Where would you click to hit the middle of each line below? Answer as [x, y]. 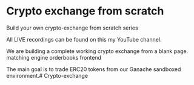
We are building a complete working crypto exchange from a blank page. [97, 51]
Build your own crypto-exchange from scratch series [72, 28]
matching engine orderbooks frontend [54, 57]
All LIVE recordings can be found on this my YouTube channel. [84, 39]
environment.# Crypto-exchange [47, 75]
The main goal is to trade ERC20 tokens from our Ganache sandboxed [94, 69]
